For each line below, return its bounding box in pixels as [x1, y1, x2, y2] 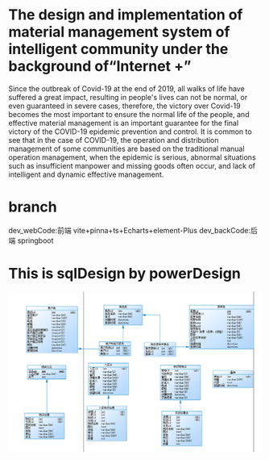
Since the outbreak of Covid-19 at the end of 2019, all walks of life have [8, 83, 246, 94]
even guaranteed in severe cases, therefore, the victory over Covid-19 [8, 101, 241, 111]
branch [8, 198, 58, 216]
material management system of [8, 23, 230, 41]
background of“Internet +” [8, 57, 192, 76]
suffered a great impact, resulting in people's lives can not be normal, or [8, 92, 248, 102]
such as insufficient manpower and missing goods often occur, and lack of [8, 161, 256, 170]
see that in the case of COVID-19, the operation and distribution [8, 135, 219, 144]
